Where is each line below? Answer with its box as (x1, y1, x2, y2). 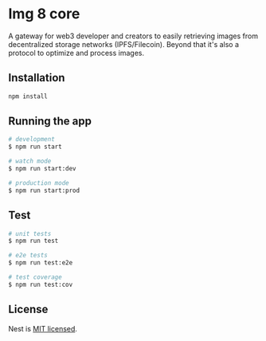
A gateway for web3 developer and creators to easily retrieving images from (8, 31, 259, 41)
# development (8, 135, 56, 143)
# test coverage (8, 273, 62, 281)
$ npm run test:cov (8, 280, 73, 288)
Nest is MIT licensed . (8, 323, 78, 333)
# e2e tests (8, 252, 48, 260)
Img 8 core (8, 5, 80, 23)
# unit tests (8, 229, 52, 237)
